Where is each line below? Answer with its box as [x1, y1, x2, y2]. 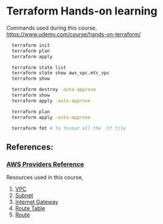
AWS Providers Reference [6, 160, 84, 168]
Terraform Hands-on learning [6, 4, 158, 18]
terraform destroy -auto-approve [12, 86, 96, 93]
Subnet [15, 192, 33, 199]
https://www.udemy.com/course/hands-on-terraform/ [6, 30, 141, 37]
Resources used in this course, [6, 174, 84, 181]
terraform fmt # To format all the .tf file [12, 125, 126, 131]
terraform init [12, 42, 50, 48]
